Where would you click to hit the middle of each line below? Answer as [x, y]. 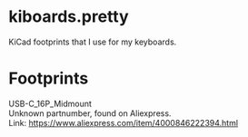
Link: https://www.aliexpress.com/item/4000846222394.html [123, 122]
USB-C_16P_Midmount [50, 103]
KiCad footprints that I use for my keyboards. [93, 42]
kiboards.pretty [69, 17]
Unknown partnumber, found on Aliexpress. [90, 113]
